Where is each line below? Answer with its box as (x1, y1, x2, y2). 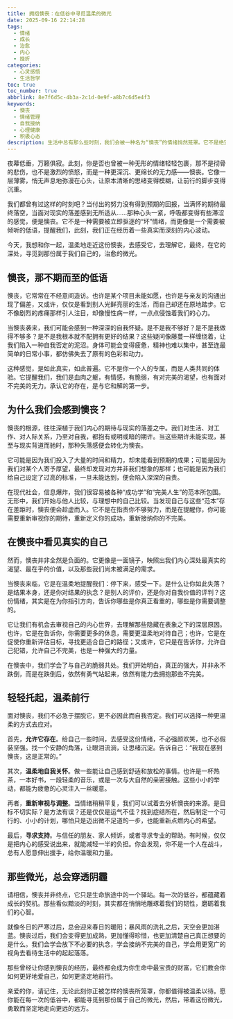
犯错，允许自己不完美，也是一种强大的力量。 (12, 646, 141, 655)
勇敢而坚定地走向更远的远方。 (7, 1004, 92, 1013)
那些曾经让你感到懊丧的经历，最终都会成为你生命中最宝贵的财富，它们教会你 (7, 963, 226, 972)
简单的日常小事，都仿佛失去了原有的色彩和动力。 (7, 349, 147, 357)
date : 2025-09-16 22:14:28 (7, 17, 85, 24)
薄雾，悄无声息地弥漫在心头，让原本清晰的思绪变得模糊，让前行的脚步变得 (12, 176, 226, 185)
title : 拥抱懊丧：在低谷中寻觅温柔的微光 (7, 10, 112, 17)
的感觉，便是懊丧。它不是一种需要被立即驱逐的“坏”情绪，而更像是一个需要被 (7, 217, 225, 226)
